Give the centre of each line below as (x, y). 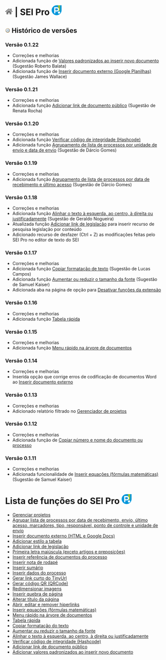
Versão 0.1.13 (21, 395)
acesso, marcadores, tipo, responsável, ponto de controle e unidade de (85, 525)
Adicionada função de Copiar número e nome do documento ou (77, 440)
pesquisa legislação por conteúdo (47, 229)
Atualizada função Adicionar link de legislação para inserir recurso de (83, 224)
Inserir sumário (28, 568)
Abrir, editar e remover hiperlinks (46, 605)
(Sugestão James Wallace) (40, 76)
